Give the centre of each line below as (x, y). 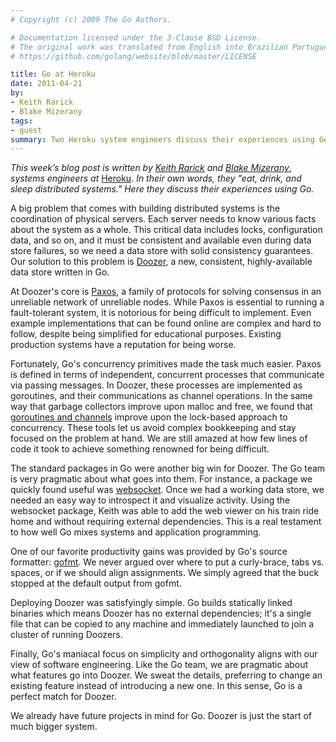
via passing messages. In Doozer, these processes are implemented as (156, 385)
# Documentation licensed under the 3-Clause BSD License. (136, 37)
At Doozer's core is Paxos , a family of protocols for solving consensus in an (166, 292)
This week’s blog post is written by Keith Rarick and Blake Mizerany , (151, 168)
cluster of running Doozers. (66, 635)
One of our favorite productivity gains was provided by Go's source (149, 552)
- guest (26, 130)
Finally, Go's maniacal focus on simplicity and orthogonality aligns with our (164, 654)
